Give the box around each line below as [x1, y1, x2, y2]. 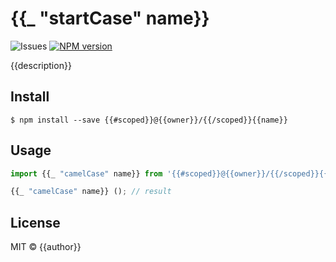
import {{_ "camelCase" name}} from [10, 168, 163, 179]
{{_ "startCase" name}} [10, 7, 210, 30]
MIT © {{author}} [10, 241, 82, 253]
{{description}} [10, 59, 72, 71]
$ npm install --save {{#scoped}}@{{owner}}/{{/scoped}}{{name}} [10, 115, 288, 125]
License [10, 214, 61, 231]
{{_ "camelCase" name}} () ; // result [10, 187, 172, 197]
